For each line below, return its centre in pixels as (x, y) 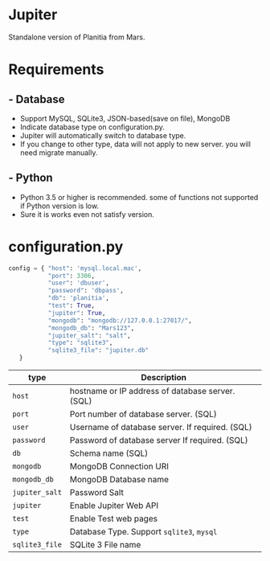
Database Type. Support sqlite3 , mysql (143, 532)
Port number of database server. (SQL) (143, 414)
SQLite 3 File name (105, 545)
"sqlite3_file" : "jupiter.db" (98, 350)
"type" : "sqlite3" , (80, 343)
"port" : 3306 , (71, 276)
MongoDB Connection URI (119, 466)
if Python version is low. (59, 206)
